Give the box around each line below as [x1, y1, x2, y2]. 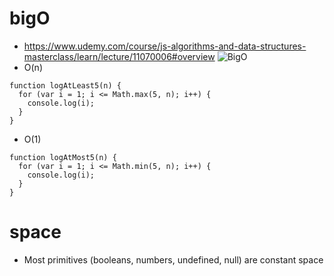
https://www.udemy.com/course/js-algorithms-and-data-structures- [23, 40, 307, 52]
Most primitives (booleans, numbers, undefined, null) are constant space [23, 253, 324, 266]
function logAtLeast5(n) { [9, 80, 122, 91]
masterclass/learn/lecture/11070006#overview [23, 50, 216, 62]
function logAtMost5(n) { [9, 152, 117, 162]
